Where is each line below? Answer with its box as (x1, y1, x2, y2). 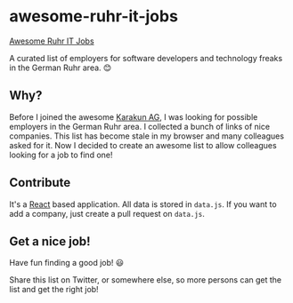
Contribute (9, 175, 71, 190)
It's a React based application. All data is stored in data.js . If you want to (9, 198, 278, 210)
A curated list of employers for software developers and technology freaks (9, 52, 283, 63)
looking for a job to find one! (9, 149, 113, 160)
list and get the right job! (9, 284, 100, 295)
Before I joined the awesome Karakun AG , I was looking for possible (9, 111, 258, 122)
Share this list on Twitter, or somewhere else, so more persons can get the (9, 275, 282, 285)
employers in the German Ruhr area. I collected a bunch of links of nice (9, 121, 270, 132)
